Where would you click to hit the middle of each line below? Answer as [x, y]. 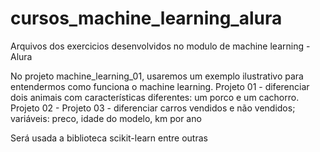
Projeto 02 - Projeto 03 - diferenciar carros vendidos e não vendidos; [153, 108]
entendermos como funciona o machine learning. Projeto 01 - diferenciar [160, 86]
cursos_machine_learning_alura [146, 18]
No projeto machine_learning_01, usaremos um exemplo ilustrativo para [157, 76]
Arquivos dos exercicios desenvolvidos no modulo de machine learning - [160, 46]
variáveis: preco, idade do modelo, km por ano [106, 118]
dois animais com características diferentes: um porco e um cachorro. [155, 97]
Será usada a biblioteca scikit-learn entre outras [109, 138]
